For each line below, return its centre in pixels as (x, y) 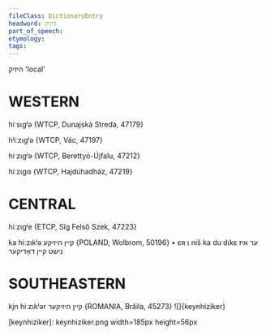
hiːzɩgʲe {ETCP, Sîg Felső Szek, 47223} (73, 227)
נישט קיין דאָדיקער (36, 251)
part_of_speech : (36, 31)
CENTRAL (42, 204)
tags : (17, 46)
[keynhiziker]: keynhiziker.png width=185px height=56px (103, 322)
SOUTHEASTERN (67, 284)
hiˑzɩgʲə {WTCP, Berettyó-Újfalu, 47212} (74, 156)
